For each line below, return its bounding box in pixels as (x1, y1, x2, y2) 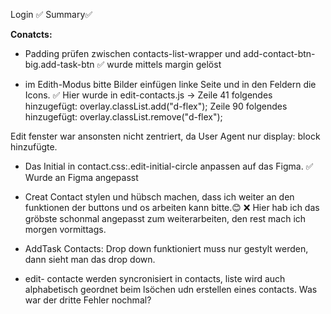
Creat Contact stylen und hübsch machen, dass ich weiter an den (24, 191, 295, 203)
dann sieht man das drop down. (24, 254, 156, 265)
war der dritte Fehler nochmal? (24, 294, 152, 306)
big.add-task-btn (24, 59, 95, 70)
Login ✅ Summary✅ (10, 9, 93, 20)
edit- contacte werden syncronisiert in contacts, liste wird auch (24, 273, 286, 284)
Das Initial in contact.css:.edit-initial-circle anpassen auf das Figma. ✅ (24, 160, 314, 172)
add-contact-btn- (243, 48, 316, 59)
